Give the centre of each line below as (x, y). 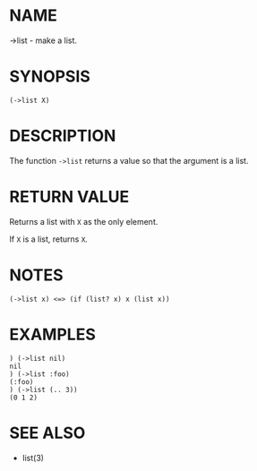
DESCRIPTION (63, 136)
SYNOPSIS (50, 77)
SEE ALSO (47, 433)
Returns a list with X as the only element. (84, 221)
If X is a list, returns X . (48, 239)
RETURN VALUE (69, 197)
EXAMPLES (52, 334)
